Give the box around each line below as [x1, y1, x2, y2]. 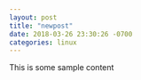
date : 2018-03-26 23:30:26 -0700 [9, 29, 133, 38]
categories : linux [9, 37, 77, 47]
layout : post [9, 12, 58, 22]
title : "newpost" [9, 21, 74, 30]
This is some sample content [9, 62, 114, 73]
